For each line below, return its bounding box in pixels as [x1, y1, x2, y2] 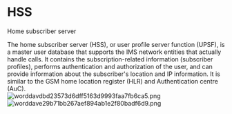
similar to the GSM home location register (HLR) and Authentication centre [7, 77, 219, 85]
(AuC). [7, 84, 26, 93]
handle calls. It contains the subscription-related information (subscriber [7, 55, 213, 63]
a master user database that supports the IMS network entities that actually [7, 48, 222, 56]
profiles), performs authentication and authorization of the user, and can [7, 62, 213, 70]
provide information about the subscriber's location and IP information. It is [7, 70, 221, 78]
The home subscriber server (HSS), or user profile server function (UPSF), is [7, 40, 225, 48]
